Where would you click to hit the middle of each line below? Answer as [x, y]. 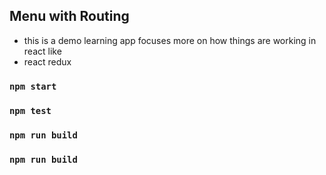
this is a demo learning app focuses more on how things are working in [170, 40]
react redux [47, 61]
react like [42, 51]
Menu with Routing [69, 16]
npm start [33, 86]
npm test [30, 110]
